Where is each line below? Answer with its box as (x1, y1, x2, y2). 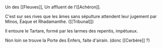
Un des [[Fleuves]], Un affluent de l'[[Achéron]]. (5, 4, 101, 10)
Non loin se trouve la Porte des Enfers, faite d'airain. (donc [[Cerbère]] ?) (5, 37, 150, 43)
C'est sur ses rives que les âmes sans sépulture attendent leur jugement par (5, 14, 157, 19)
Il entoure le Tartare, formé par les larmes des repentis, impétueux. (5, 28, 138, 33)
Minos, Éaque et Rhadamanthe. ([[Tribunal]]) (5, 19, 94, 24)
